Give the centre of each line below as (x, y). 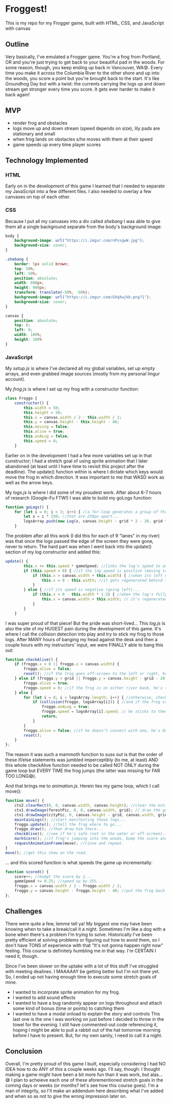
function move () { (25, 801)
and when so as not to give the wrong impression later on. (66, 1096)
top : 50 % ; (25, 269)
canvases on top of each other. (38, 197)
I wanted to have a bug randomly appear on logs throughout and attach (87, 1003)
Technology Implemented (47, 160)
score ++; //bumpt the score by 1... (53, 876)
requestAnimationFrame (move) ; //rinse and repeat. (69, 843)
